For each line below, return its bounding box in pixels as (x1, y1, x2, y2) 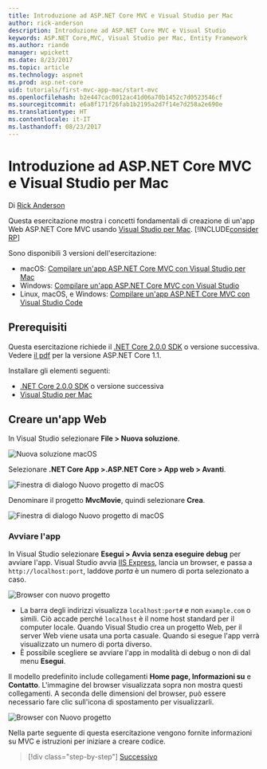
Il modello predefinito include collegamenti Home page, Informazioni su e (8, 671, 251, 681)
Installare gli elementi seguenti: (8, 366, 111, 375)
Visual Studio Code (19, 297, 84, 307)
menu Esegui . (19, 656, 66, 665)
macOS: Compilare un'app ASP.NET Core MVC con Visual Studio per (19, 264, 245, 273)
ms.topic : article (8, 64, 69, 72)
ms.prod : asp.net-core (8, 78, 84, 86)
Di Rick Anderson (8, 200, 65, 210)
